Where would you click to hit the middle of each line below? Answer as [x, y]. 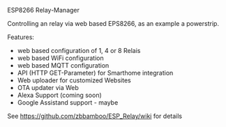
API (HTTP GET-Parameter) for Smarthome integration [95, 73]
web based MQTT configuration [63, 65]
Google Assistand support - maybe [68, 103]
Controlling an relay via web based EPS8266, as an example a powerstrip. [113, 23]
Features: [21, 37]
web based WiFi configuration [60, 58]
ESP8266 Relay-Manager [44, 10]
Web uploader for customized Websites [74, 80]
